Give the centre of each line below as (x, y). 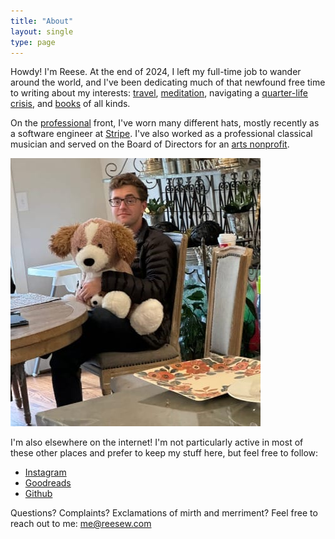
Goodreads (48, 483)
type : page (33, 42)
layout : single (42, 31)
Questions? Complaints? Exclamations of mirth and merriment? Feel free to (164, 513)
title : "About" (42, 21)
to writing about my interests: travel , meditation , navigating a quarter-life (159, 93)
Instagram (45, 472)
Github (38, 494)
